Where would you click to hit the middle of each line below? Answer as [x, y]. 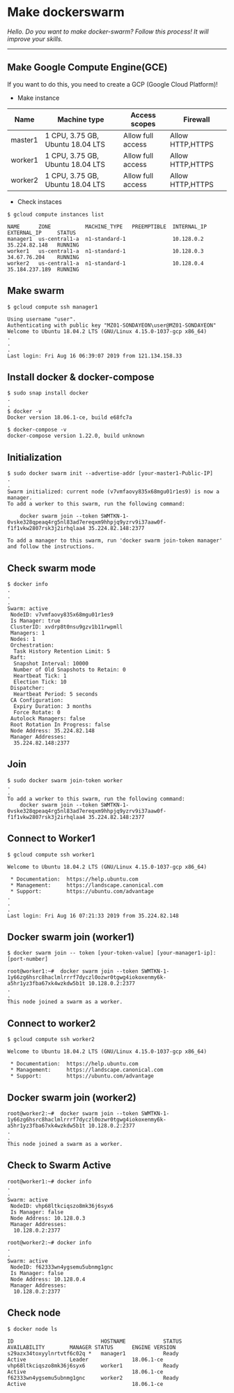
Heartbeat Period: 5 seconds [56, 694]
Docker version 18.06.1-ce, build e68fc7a [70, 418]
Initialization [35, 457]
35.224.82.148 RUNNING [43, 245]
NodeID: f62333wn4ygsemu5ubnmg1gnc [62, 1267]
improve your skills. [35, 38]
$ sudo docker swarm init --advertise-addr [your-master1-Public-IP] [110, 473]
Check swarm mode [52, 568]
